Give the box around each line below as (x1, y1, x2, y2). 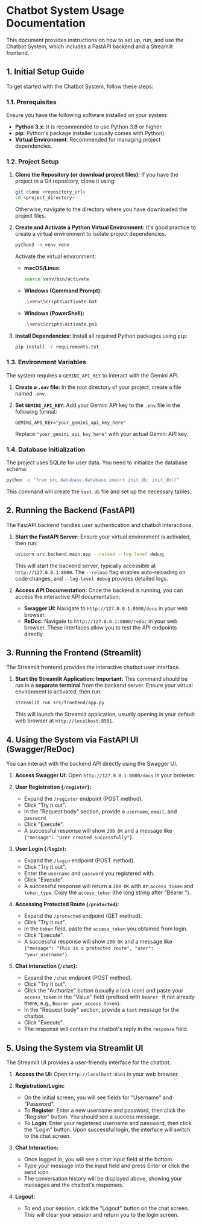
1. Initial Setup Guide (6, 67, 84, 77)
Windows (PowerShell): (24, 309, 85, 317)
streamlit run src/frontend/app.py (14, 700, 105, 706)
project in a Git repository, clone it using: (14, 177, 116, 185)
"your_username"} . (24, 951, 69, 958)
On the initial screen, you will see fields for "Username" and (24, 1094, 172, 1101)
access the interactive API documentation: (14, 593, 121, 600)
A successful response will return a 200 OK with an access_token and (24, 883, 194, 890)
